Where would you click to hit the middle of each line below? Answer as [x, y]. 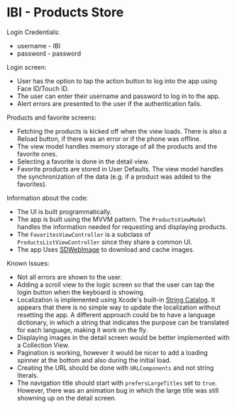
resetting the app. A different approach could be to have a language [116, 314]
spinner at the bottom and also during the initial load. [94, 360]
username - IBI [39, 46]
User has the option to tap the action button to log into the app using [117, 81]
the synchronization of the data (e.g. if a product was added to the [114, 176]
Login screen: [27, 67]
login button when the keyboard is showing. [81, 292]
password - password [49, 53]
